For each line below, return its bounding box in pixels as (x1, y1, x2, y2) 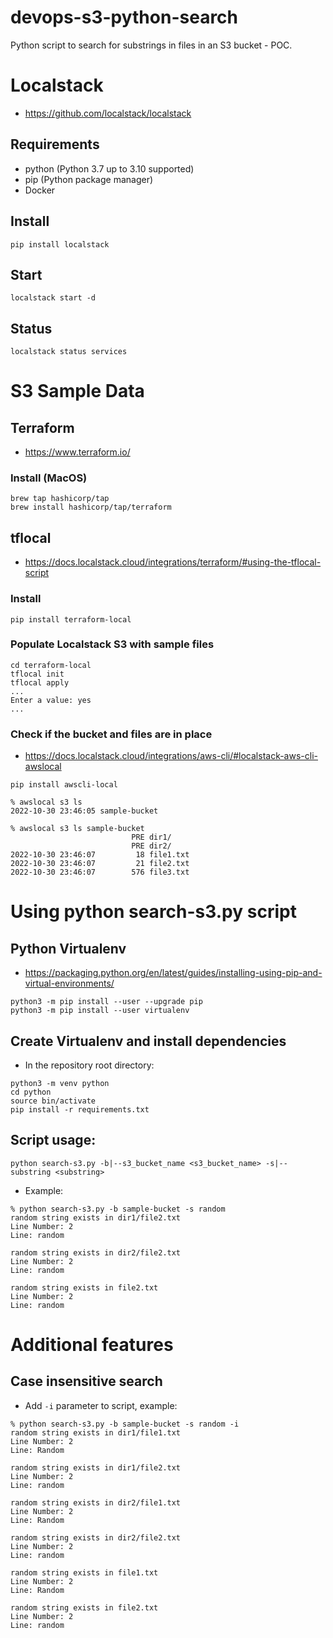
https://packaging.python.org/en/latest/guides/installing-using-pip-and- (24, 967, 323, 979)
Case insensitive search (10, 1373, 163, 1390)
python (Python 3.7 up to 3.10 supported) (24, 162, 195, 175)
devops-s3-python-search (10, 6, 239, 29)
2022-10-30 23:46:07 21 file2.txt (10, 859, 190, 869)
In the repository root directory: (24, 1059, 155, 1071)
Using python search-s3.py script (10, 901, 297, 923)
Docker (24, 184, 56, 196)
